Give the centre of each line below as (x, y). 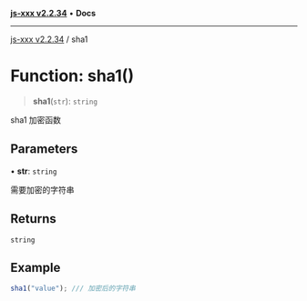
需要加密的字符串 (42, 189)
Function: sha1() (72, 76)
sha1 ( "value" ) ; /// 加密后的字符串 (73, 289)
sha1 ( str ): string (65, 101)
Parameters (44, 149)
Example (36, 267)
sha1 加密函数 (36, 120)
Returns (34, 219)
